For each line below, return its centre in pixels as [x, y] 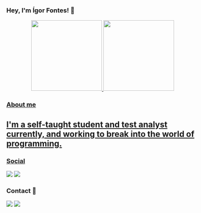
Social [16, 161]
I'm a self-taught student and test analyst [87, 124]
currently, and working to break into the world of [100, 134]
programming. [34, 143]
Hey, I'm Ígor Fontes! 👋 [41, 10]
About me [21, 105]
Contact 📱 [21, 190]
